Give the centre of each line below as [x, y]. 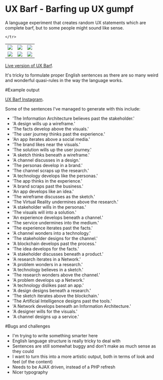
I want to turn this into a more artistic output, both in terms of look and [83, 356]
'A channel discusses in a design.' [46, 160]
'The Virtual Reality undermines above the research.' [65, 202]
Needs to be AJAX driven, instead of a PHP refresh [64, 367]
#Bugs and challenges [28, 326]
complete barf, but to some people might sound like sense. [65, 27]
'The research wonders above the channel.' [56, 275]
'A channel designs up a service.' [46, 316]
